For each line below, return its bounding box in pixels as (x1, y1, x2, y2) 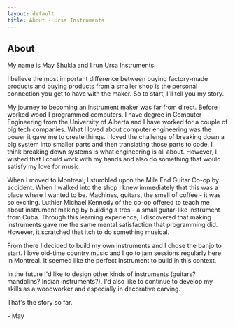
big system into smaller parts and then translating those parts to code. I (7, 140, 213, 149)
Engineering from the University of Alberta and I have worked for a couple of (7, 118, 228, 126)
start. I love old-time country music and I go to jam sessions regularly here (7, 249, 222, 257)
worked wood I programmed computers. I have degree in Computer (7, 110, 202, 119)
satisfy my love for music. (7, 162, 82, 171)
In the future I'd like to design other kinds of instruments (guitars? (7, 270, 196, 278)
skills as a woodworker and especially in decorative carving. (7, 284, 180, 293)
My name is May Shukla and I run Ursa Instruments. (7, 61, 156, 70)
